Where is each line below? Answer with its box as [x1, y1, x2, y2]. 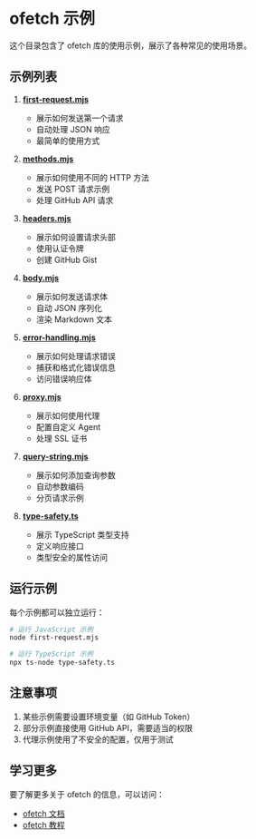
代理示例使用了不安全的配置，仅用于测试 [22, 734, 174, 745]
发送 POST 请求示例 [35, 183, 110, 194]
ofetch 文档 [22, 808, 65, 819]
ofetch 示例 [9, 8, 95, 29]
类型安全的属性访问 [35, 551, 109, 562]
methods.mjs [22, 153, 74, 164]
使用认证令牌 [35, 242, 84, 254]
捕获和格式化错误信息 [35, 362, 116, 373]
